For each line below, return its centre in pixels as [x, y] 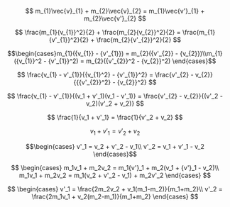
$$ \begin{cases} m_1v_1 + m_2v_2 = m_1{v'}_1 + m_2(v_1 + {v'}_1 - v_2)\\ [115, 167]
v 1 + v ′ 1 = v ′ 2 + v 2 [115, 132]
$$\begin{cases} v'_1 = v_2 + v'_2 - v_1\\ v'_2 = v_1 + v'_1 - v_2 [115, 146]
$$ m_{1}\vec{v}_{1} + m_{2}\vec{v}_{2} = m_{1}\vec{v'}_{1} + [115, 11]
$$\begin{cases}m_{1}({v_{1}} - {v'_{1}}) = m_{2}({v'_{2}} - [93, 54]
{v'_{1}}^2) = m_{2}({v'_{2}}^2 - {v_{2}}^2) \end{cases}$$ [132, 61]
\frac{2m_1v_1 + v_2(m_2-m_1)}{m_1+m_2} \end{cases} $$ [115, 196]
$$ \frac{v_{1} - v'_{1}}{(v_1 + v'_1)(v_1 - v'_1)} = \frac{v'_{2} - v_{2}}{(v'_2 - [115, 96]
